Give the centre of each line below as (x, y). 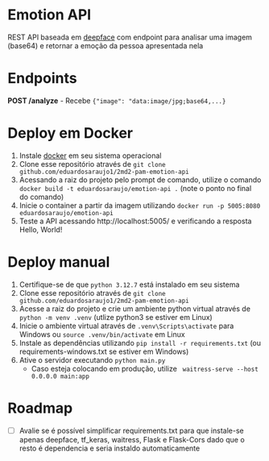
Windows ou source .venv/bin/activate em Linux (102, 334)
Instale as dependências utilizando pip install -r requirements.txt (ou (140, 343)
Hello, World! (41, 229)
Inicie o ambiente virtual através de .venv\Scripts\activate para (126, 326)
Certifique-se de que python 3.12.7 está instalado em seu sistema (129, 284)
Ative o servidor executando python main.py (92, 359)
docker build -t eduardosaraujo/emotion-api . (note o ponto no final (135, 188)
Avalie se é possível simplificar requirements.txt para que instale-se (131, 430)
